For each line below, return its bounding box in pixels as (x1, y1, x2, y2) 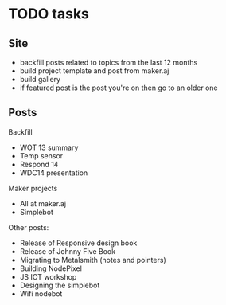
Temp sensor (19, 151, 64, 160)
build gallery (19, 75, 61, 84)
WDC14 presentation (19, 168, 88, 178)
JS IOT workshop (19, 272, 77, 281)
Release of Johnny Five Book (19, 246, 116, 256)
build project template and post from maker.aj (19, 66, 169, 76)
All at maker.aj (19, 198, 66, 208)
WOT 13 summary (19, 143, 79, 152)
